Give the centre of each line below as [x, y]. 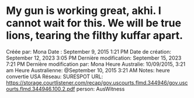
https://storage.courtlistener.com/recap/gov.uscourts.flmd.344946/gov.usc [97, 82]
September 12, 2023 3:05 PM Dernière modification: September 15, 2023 [94, 58]
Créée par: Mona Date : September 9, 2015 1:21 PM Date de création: [89, 51]
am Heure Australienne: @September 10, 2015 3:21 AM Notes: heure [88, 70]
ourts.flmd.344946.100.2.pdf [41, 89]
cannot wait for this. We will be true [94, 23]
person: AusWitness [101, 89]
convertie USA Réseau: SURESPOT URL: [55, 76]
